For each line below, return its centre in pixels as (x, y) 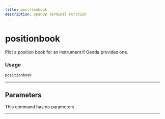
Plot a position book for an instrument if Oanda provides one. (67, 52)
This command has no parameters (40, 107)
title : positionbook (26, 10)
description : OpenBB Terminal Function (46, 14)
